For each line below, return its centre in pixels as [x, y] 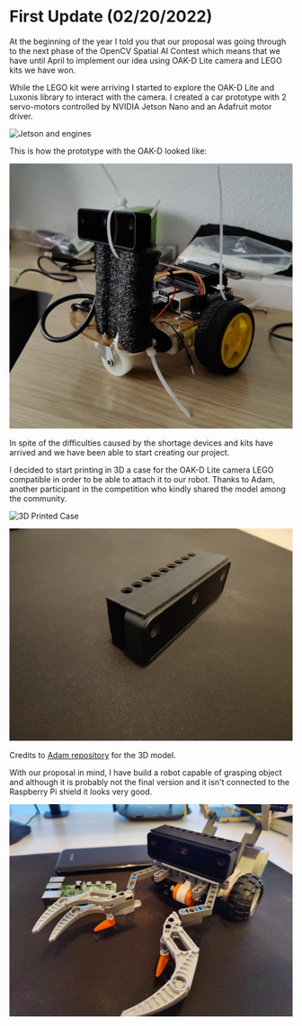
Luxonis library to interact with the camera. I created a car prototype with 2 [148, 97]
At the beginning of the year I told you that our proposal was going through [148, 41]
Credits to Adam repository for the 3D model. [93, 756]
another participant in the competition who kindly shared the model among [147, 489]
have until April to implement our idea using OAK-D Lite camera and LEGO [146, 60]
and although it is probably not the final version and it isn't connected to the [150, 783]
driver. [21, 116]
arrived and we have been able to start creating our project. [120, 453]
